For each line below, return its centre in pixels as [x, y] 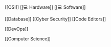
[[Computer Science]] [28, 39]
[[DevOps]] [17, 29]
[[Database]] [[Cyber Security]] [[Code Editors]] [55, 19]
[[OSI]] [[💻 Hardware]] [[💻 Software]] [45, 7]
